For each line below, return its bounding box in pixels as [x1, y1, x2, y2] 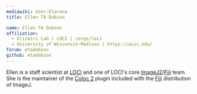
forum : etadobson [6, 47, 49, 53]
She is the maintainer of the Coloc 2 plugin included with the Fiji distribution [6, 74, 191, 82]
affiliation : [6, 30, 39, 36]
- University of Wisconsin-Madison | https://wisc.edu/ [11, 41, 152, 47]
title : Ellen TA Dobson [6, 14, 65, 20]
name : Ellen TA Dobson [6, 25, 62, 31]
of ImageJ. [6, 81, 33, 88]
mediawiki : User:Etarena [6, 8, 68, 15]
